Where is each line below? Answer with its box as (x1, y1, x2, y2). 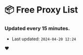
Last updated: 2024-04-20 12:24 (11, 36, 77, 42)
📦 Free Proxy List (4, 4, 78, 16)
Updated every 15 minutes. (4, 25, 70, 32)
